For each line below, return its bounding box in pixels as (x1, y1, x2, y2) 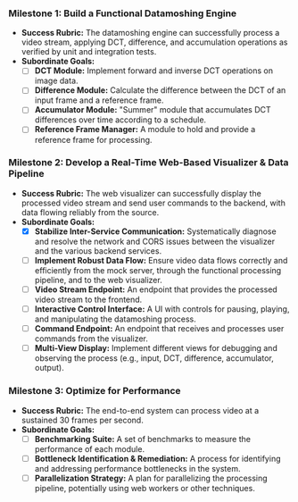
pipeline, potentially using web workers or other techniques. (34, 482, 255, 493)
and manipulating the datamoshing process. (34, 314, 197, 324)
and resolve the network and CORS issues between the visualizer (34, 236, 276, 247)
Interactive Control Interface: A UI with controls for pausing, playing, (34, 304, 290, 314)
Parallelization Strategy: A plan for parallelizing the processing (34, 473, 269, 483)
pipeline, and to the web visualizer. (34, 274, 162, 285)
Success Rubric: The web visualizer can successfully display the (21, 188, 262, 198)
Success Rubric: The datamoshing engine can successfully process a (21, 28, 280, 38)
